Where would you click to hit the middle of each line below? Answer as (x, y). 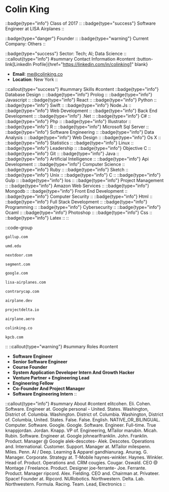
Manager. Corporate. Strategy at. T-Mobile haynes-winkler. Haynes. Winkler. (84, 457)
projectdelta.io (22, 310)
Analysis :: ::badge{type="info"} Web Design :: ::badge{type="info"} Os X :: (83, 137)
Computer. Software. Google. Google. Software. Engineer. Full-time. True (81, 425)
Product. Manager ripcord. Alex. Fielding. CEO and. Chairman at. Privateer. (82, 473)
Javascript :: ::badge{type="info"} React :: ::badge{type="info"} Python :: (81, 100)
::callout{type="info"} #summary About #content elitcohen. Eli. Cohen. (78, 404)
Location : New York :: (35, 79)
